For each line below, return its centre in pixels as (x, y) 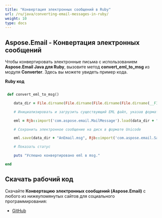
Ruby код (15, 81)
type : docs (16, 23)
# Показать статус (32, 147)
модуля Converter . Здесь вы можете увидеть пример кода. (66, 72)
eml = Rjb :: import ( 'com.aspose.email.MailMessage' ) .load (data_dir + (84, 121)
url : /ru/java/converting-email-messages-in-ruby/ (57, 14)
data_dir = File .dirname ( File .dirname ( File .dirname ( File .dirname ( (82, 103)
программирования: (26, 201)
